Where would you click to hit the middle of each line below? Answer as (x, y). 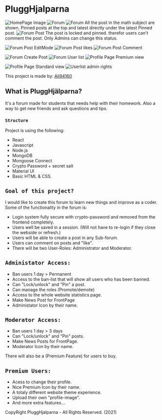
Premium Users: (28, 371)
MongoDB (22, 155)
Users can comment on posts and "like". (52, 243)
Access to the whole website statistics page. (57, 295)
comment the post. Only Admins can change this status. (61, 38)
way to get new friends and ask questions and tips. (56, 108)
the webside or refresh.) (36, 232)
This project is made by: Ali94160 (39, 76)
